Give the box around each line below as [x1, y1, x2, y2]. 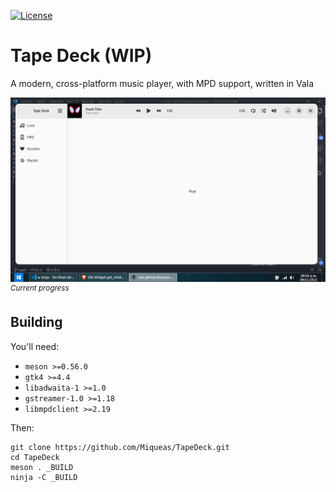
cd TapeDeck [10, 452, 60, 462]
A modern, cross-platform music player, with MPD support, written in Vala [10, 77, 315, 89]
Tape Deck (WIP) [10, 45, 153, 67]
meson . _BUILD [10, 462, 74, 472]
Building [10, 314, 63, 331]
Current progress [10, 283, 70, 294]
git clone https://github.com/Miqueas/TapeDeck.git [10, 442, 230, 452]
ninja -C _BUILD [10, 472, 78, 482]
